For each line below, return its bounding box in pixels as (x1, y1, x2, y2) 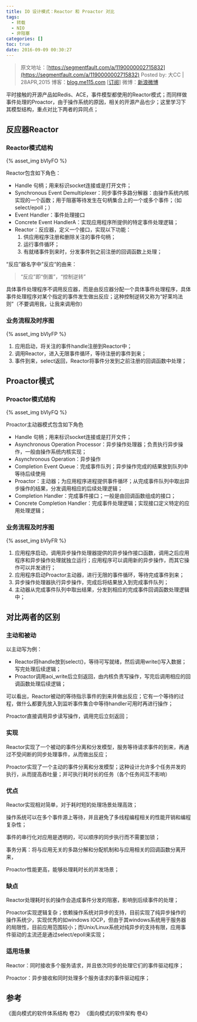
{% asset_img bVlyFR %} (6, 537, 66, 544)
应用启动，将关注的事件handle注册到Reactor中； (14, 342, 133, 349)
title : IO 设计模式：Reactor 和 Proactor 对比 (6, 8, 115, 15)
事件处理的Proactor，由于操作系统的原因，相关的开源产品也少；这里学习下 (6, 98, 186, 105)
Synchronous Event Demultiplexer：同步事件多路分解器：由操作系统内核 (14, 189, 189, 197)
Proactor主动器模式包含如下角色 (6, 421, 84, 428)
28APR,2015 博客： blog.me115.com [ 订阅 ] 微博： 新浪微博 (20, 78, 158, 85)
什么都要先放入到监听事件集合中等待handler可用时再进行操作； (21, 700, 174, 707)
